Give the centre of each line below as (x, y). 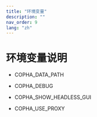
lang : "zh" (19, 28)
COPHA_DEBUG (34, 86)
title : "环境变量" (27, 11)
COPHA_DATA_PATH (39, 75)
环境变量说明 (37, 58)
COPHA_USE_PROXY (39, 109)
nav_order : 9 (22, 22)
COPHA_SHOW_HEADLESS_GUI (53, 97)
